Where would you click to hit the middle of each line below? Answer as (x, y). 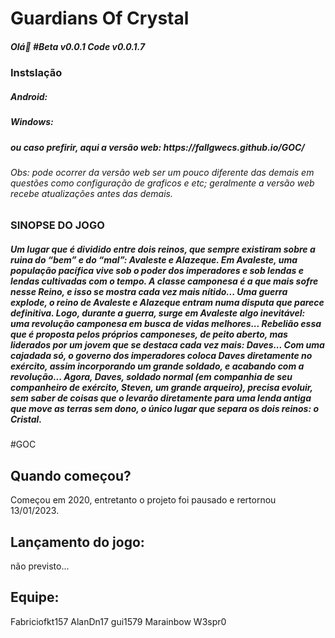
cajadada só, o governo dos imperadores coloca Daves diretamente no (161, 356)
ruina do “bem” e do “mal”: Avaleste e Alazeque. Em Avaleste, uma (154, 260)
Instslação (36, 73)
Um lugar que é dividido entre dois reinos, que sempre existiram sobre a (163, 249)
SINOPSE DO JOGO (57, 225)
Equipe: (35, 597)
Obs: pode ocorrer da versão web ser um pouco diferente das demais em (162, 172)
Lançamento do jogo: (77, 542)
